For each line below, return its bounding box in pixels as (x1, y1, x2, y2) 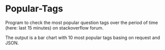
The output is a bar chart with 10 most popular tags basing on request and (5, 34, 160, 40)
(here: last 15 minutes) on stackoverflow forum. (5, 24, 104, 30)
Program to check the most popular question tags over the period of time (5, 19, 158, 25)
